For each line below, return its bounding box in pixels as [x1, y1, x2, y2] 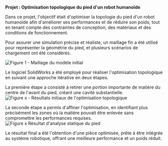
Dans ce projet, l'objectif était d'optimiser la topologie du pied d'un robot [5, 14, 155, 19]
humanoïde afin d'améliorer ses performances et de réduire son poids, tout [5, 19, 160, 25]
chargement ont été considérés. [5, 50, 71, 56]
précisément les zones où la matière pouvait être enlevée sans [5, 110, 134, 116]
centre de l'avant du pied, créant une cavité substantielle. [5, 90, 123, 95]
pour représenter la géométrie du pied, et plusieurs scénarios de [5, 45, 138, 50]
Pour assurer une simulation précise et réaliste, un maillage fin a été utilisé [5, 39, 158, 45]
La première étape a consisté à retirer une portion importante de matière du [5, 84, 161, 90]
